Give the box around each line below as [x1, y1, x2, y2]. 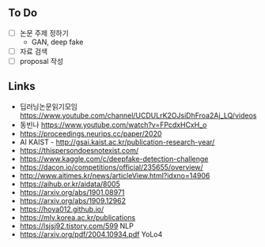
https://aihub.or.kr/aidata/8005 [19, 179, 120, 189]
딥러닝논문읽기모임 [19, 102, 78, 111]
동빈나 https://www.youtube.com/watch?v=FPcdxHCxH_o [19, 120, 207, 129]
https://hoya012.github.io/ [19, 204, 104, 214]
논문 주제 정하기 [19, 28, 69, 38]
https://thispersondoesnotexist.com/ [19, 145, 139, 155]
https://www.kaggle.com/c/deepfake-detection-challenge [19, 154, 209, 163]
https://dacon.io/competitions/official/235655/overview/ [19, 162, 203, 172]
